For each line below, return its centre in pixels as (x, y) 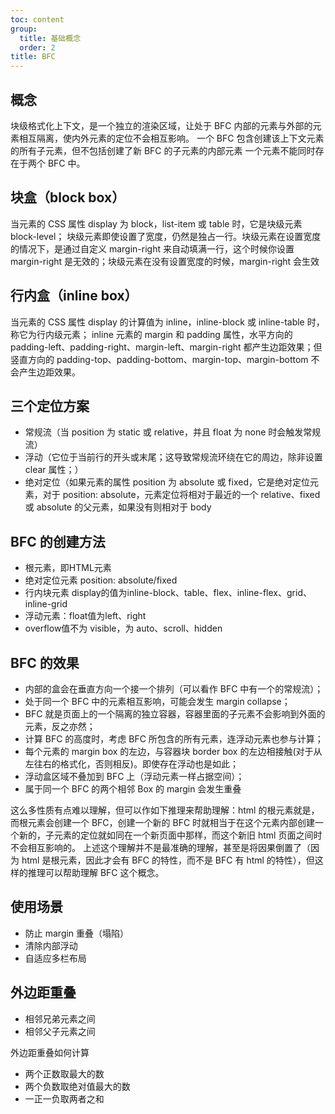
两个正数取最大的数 (64, 1073)
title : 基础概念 (50, 38)
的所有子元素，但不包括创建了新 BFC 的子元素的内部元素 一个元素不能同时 (163, 150)
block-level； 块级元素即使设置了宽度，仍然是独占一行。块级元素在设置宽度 (166, 236)
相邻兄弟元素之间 (60, 1018)
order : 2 (37, 47)
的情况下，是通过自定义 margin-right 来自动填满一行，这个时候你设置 (152, 248)
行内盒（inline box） (74, 296)
